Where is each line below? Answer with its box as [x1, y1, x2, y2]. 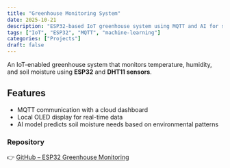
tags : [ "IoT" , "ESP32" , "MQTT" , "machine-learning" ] [7, 29, 161, 36]
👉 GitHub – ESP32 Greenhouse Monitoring [7, 153, 129, 161]
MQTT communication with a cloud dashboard [16, 105, 149, 113]
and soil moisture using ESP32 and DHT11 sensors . [7, 68, 152, 76]
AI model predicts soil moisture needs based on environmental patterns [16, 120, 219, 128]
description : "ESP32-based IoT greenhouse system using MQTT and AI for [7, 23, 219, 29]
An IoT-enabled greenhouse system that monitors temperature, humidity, [7, 61, 212, 68]
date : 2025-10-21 [7, 16, 57, 23]
